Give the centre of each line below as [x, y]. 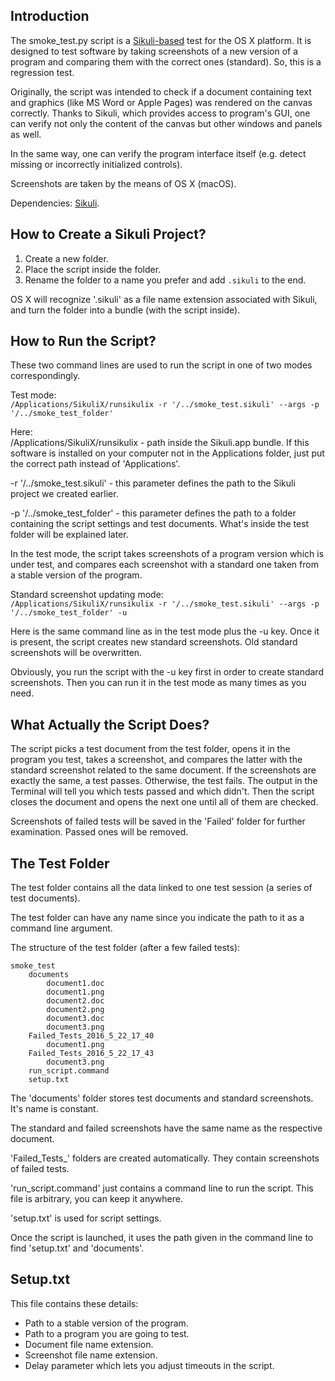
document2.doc [75, 1001]
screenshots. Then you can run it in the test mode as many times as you [158, 683]
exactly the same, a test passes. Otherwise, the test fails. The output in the [164, 781]
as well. [26, 134]
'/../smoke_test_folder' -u [69, 613]
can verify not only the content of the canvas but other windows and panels [166, 123]
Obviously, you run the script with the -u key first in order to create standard [167, 672]
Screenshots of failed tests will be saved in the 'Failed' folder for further [158, 821]
